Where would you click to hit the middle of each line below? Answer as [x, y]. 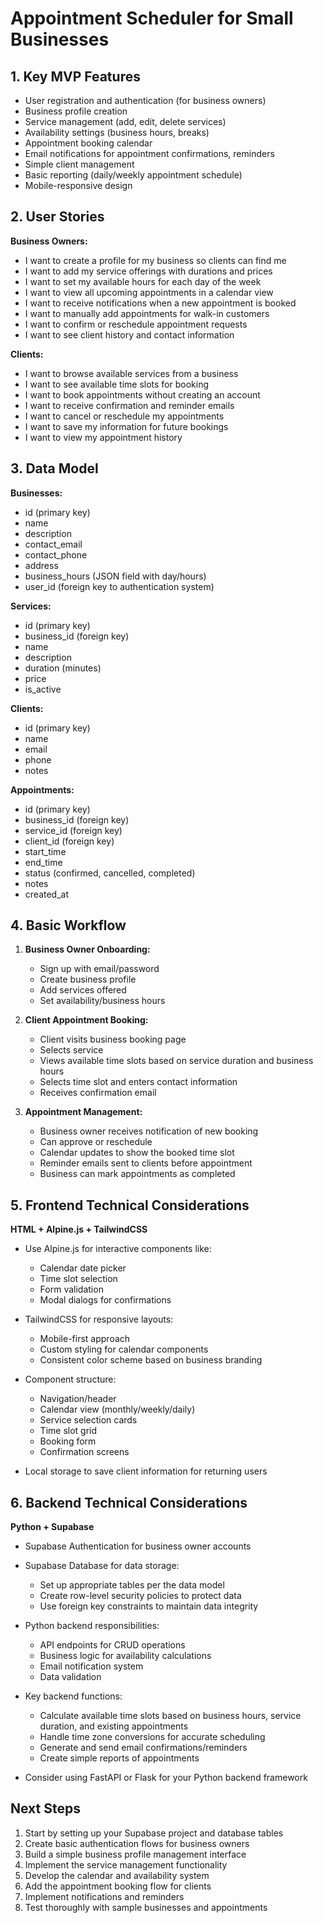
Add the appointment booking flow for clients [118, 1886]
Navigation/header [78, 1399]
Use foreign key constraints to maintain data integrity [149, 1606]
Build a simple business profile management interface [135, 1854]
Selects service [71, 1050]
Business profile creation [76, 111]
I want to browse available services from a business [131, 373]
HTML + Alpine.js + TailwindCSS [79, 1229]
